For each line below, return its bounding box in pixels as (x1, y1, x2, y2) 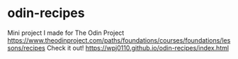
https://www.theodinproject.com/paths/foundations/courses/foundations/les (7, 36, 231, 44)
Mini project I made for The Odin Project (7, 28, 125, 37)
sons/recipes (7, 43, 46, 52)
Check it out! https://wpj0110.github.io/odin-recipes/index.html (47, 43, 229, 52)
